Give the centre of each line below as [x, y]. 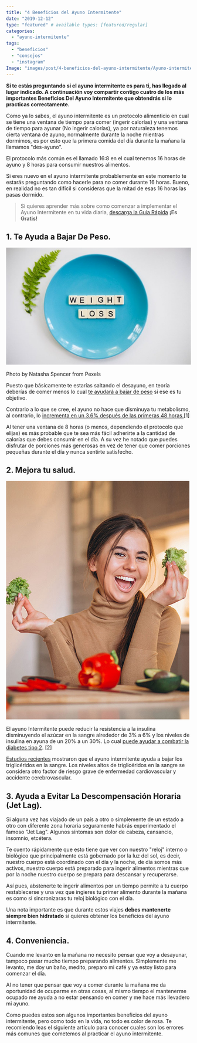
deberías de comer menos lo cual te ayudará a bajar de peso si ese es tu [94, 391]
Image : [14, 68]
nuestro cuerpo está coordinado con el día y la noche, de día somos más [94, 862]
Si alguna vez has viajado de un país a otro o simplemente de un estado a [95, 819]
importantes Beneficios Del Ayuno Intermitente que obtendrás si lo [89, 98]
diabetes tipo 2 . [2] [29, 748]
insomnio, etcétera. [29, 838]
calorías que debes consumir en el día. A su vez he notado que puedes [92, 439]
